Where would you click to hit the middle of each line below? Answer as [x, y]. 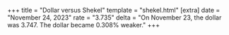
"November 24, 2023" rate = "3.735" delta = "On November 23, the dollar [114, 17]
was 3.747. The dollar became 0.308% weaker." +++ [84, 25]
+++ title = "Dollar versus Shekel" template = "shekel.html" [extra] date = [114, 10]
